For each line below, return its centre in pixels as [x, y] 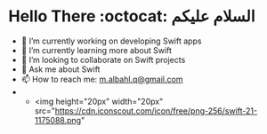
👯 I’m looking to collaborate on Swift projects [103, 59]
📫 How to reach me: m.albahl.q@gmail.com [102, 79]
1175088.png [58, 120]
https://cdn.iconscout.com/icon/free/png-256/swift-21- [156, 110]
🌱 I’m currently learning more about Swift [97, 50]
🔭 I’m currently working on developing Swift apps [111, 41]
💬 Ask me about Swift [61, 69]
